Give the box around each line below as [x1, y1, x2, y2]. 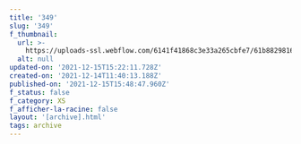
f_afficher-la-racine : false [9, 105, 118, 114]
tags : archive [9, 122, 63, 131]
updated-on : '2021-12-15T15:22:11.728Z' [9, 64, 163, 72]
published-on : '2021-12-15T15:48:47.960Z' [9, 80, 170, 89]
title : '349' [9, 13, 58, 22]
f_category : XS [9, 96, 66, 106]
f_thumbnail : [9, 30, 58, 38]
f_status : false [9, 88, 70, 97]
